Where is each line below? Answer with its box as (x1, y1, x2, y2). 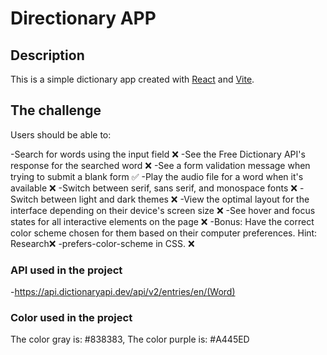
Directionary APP (10, 7, 157, 30)
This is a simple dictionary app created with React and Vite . (10, 73, 255, 85)
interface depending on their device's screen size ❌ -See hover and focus (10, 204, 316, 216)
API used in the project (10, 263, 123, 277)
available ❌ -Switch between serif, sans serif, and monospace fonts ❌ (10, 182, 298, 194)
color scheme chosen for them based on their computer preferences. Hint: (10, 227, 318, 239)
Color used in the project (10, 311, 133, 325)
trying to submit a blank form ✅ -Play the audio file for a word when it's (10, 170, 304, 182)
